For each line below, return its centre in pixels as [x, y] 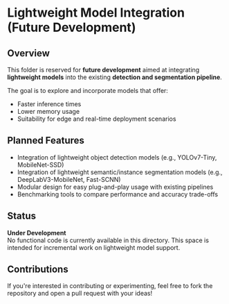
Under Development [37, 233]
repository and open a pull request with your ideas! [80, 294]
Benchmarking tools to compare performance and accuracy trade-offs [118, 194]
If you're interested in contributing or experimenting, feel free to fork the [110, 286]
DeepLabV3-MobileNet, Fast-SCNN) [69, 179]
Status [22, 216]
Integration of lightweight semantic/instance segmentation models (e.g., [120, 172]
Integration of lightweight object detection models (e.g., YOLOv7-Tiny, [117, 157]
